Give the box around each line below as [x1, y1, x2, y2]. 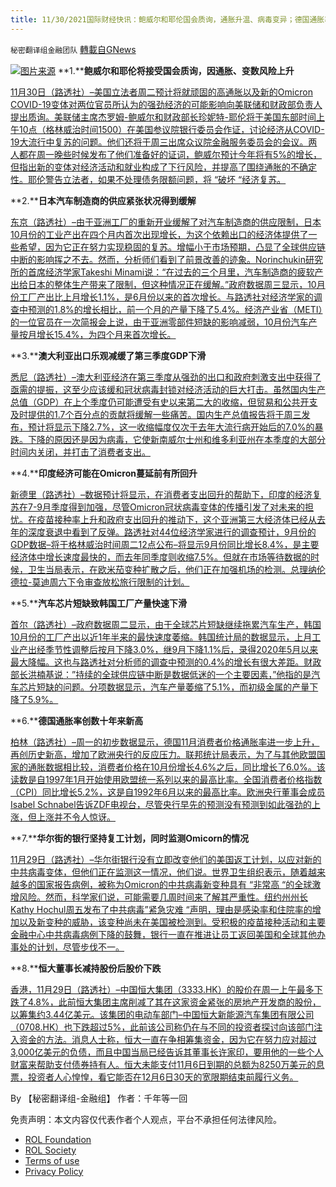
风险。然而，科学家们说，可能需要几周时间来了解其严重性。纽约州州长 [18, 891, 308, 903]
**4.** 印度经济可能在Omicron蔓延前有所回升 [10, 467, 198, 479]
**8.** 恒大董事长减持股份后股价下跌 [10, 962, 162, 974]
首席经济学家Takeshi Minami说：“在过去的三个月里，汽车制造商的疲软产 [27, 266, 324, 278]
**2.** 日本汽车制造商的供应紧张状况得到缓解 [10, 194, 197, 206]
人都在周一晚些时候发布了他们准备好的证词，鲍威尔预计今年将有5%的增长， [10, 148, 323, 160]
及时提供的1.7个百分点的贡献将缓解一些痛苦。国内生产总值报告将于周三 [10, 408, 302, 420]
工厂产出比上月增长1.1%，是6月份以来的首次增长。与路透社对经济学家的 [18, 291, 314, 303]
